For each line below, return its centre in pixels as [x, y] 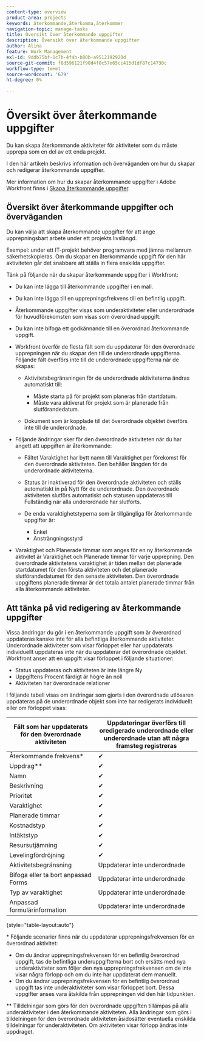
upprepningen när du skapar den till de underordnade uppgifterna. [98, 353]
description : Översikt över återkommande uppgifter [73, 40]
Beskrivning [26, 786]
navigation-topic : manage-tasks [47, 29]
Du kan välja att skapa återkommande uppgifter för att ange [81, 232]
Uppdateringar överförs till [147, 723]
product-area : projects [36, 18]
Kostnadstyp [27, 825]
